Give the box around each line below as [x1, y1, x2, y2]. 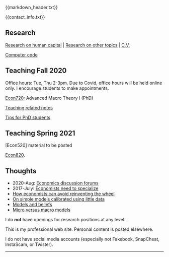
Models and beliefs [12, 202, 52, 208]
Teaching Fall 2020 [5, 67, 67, 75]
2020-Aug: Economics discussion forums [12, 180, 99, 186]
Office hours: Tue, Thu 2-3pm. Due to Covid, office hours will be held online [5, 80, 162, 86]
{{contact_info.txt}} [5, 14, 45, 20]
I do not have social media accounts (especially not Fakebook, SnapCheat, [5, 236, 160, 242]
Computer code [5, 51, 38, 57]
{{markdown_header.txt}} [5, 5, 58, 10]
